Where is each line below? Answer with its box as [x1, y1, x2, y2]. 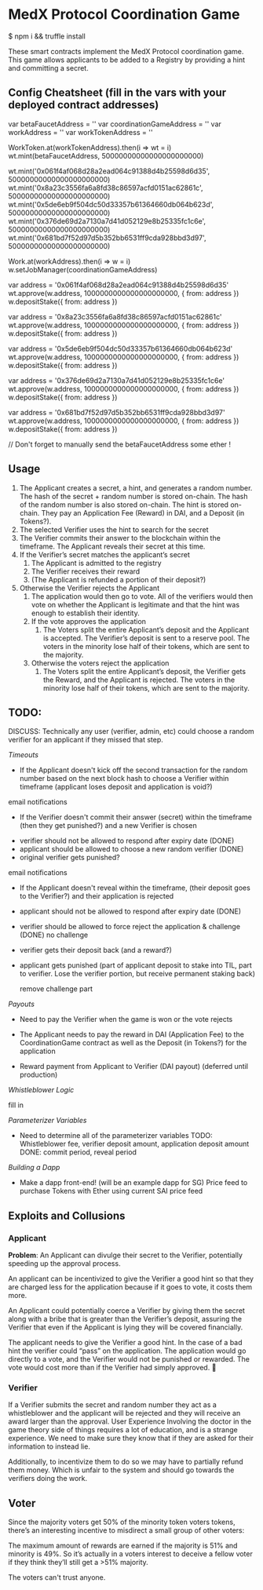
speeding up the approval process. [8, 1259, 121, 1268]
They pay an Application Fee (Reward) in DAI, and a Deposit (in [41, 508, 245, 517]
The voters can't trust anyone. [8, 1573, 106, 1582]
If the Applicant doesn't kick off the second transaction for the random [19, 765, 248, 775]
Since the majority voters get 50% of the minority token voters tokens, [8, 1517, 236, 1527]
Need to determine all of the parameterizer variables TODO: [19, 1131, 214, 1140]
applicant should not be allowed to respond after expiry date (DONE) [19, 906, 242, 916]
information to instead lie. [8, 1442, 90, 1451]
